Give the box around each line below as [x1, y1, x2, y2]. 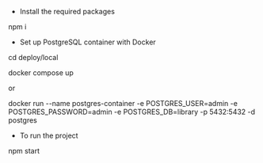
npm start [8, 146, 40, 155]
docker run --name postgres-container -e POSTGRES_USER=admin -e [8, 99, 238, 108]
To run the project [19, 131, 78, 140]
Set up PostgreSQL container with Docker [19, 37, 156, 47]
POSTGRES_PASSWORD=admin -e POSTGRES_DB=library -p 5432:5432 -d [8, 107, 256, 116]
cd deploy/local [8, 53, 59, 62]
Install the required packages [19, 7, 115, 16]
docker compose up [8, 68, 74, 78]
